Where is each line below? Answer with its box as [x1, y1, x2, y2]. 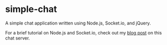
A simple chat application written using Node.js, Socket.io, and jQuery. [5, 20, 151, 26]
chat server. [5, 35, 30, 41]
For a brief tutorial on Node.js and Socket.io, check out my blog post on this [5, 29, 162, 35]
